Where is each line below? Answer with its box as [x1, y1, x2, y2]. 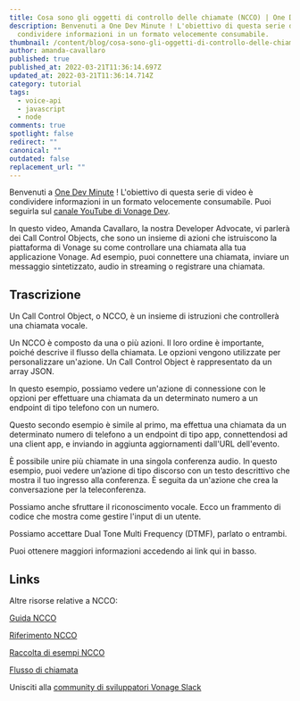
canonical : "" [9, 146, 62, 154]
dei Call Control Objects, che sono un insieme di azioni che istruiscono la [9, 233, 278, 244]
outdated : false [9, 154, 70, 163]
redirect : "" [9, 138, 58, 146]
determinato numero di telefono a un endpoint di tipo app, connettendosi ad [9, 430, 288, 440]
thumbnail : [9, 38, 50, 47]
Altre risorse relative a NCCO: [9, 596, 118, 605]
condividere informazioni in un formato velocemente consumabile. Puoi [9, 196, 271, 207]
